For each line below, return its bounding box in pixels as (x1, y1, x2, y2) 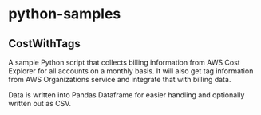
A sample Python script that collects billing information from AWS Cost (8, 57, 241, 67)
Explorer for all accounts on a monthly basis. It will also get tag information (8, 66, 254, 76)
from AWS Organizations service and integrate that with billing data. (8, 75, 231, 84)
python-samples (8, 5, 121, 23)
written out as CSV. (8, 99, 72, 108)
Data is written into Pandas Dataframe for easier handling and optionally (8, 90, 245, 100)
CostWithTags (8, 37, 81, 50)
